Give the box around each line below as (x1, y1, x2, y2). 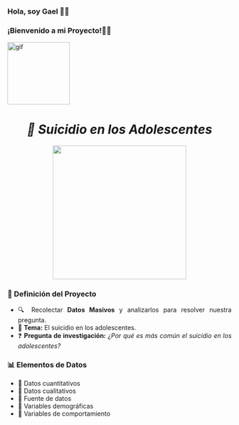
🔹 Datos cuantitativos (17, 379, 80, 387)
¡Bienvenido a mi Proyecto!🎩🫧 (7, 25, 112, 35)
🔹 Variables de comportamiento (17, 409, 111, 418)
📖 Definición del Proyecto (7, 289, 97, 299)
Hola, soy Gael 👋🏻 (7, 6, 70, 16)
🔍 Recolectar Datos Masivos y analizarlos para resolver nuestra (17, 306, 232, 314)
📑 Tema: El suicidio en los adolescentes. (17, 324, 137, 332)
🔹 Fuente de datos (17, 394, 72, 402)
